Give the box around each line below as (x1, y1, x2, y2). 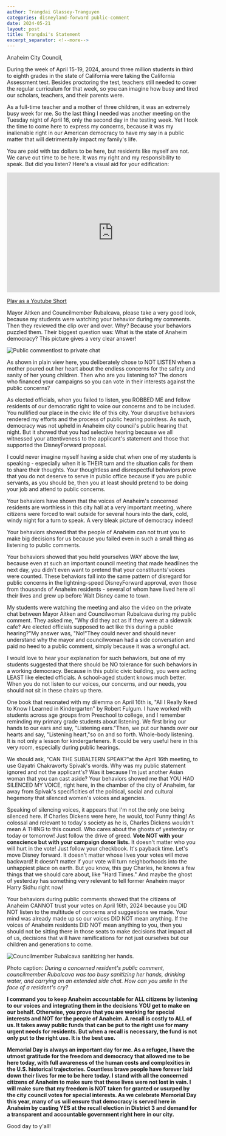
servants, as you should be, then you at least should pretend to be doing (7, 479, 188, 486)
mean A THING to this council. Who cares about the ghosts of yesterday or (7, 826, 194, 832)
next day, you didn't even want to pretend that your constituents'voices (7, 566, 185, 573)
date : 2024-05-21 (7, 20, 51, 26)
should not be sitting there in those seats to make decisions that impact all (7, 928, 193, 935)
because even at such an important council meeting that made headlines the (7, 560, 199, 566)
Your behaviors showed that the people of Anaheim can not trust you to (7, 529, 186, 535)
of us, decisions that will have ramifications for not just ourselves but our (7, 935, 189, 941)
